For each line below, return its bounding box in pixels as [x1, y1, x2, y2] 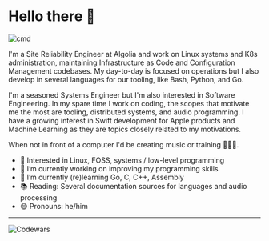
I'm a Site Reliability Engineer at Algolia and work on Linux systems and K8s [8, 49, 258, 58]
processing [19, 192, 58, 203]
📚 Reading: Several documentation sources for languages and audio [19, 181, 247, 191]
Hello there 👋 [8, 7, 96, 26]
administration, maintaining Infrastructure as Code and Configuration [8, 58, 235, 67]
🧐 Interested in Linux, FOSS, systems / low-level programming [19, 155, 225, 165]
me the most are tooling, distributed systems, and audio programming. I [8, 107, 244, 117]
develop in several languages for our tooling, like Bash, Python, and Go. [8, 74, 244, 84]
